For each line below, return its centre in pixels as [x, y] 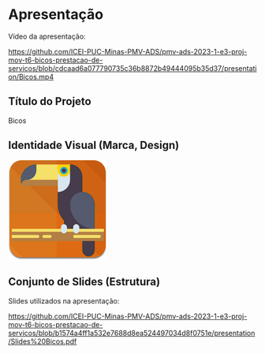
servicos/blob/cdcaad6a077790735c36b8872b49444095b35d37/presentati [132, 68]
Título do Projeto [50, 101]
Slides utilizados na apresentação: [64, 300]
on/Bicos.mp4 [31, 76]
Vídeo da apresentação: [47, 36]
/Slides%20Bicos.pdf [43, 341]
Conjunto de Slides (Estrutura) [84, 282]
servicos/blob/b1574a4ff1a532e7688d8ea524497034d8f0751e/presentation [132, 333]
